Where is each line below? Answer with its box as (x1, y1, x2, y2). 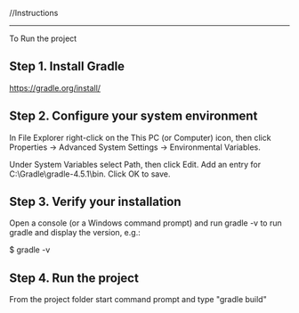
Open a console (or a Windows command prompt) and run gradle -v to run (9, 218, 282, 228)
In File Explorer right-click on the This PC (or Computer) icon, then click (9, 132, 271, 143)
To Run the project (9, 33, 77, 44)
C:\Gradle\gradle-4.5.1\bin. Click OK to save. (9, 169, 171, 179)
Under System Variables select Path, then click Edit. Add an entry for (9, 159, 261, 169)
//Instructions (9, 8, 59, 18)
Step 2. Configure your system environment (9, 109, 258, 124)
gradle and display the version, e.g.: (9, 227, 141, 238)
